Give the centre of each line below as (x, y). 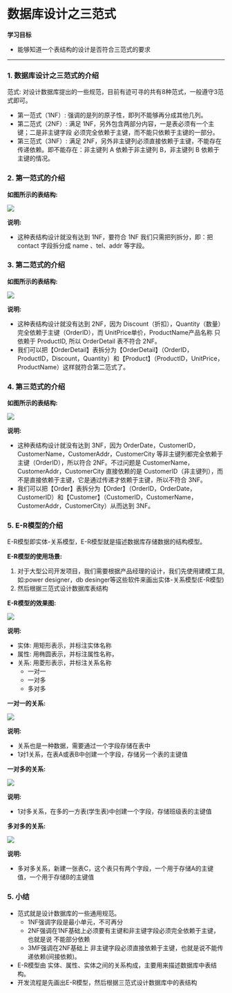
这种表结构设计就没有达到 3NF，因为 (69, 445)
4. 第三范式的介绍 (36, 387)
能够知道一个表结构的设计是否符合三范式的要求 (84, 49)
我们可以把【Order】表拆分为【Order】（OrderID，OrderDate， (106, 489)
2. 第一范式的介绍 (36, 178)
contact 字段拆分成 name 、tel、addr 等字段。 (83, 245)
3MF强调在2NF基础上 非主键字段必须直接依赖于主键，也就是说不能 (122, 947)
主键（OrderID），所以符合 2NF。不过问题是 (79, 463)
